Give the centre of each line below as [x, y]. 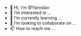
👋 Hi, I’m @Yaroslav [29, 8]
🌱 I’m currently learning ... [36, 18]
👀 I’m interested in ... [30, 13]
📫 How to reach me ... [32, 28]
